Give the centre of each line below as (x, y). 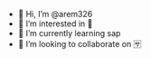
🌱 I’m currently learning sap (69, 33)
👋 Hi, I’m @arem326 (55, 14)
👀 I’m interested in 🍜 (55, 24)
